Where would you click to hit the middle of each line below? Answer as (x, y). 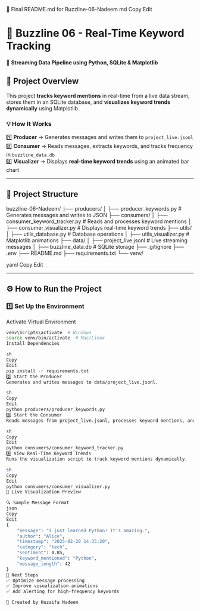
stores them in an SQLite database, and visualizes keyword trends (88, 102)
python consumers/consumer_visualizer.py (58, 486)
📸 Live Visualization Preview (44, 492)
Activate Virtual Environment (41, 322)
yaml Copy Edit (25, 264)
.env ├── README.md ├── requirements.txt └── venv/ (75, 253)
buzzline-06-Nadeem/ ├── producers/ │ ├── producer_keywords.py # (94, 208)
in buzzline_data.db (31, 155)
